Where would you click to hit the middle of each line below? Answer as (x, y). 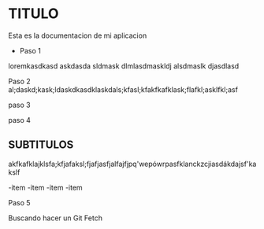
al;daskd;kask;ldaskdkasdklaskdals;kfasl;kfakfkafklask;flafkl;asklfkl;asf (123, 89)
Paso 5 (19, 202)
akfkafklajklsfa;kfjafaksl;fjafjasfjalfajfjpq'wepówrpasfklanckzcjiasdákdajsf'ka (132, 164)
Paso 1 (30, 50)
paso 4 (20, 120)
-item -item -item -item (45, 187)
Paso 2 (20, 81)
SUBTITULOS (41, 145)
